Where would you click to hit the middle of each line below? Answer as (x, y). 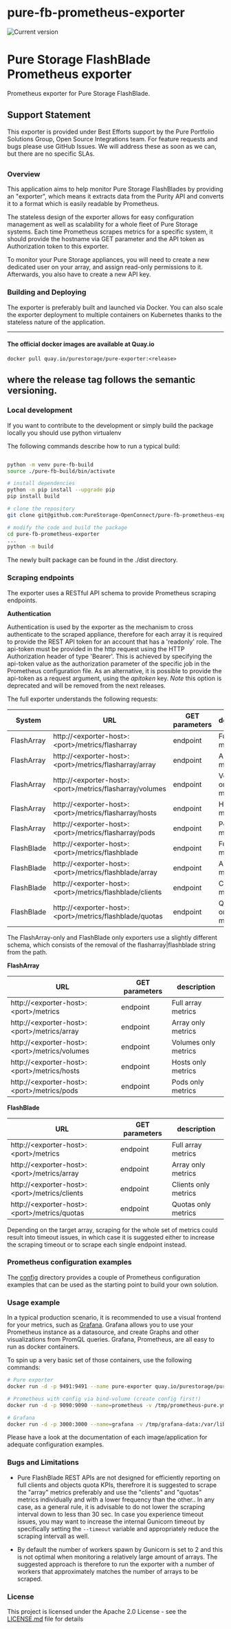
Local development (40, 410)
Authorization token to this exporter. (58, 247)
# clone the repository (41, 509)
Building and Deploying (47, 292)
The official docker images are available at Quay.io (81, 344)
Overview (24, 174)
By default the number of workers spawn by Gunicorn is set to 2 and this (120, 1549)
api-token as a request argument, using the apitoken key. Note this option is (114, 678)
